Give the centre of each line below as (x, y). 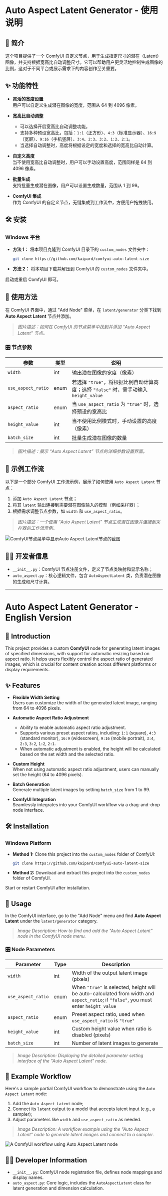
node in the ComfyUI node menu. (51, 936)
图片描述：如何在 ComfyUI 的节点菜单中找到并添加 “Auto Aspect (84, 327)
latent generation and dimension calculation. (58, 1188)
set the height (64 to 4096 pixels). (48, 774)
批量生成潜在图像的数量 (99, 438)
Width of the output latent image (110, 973)
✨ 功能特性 (22, 86)
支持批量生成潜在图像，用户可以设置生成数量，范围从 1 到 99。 (77, 185)
